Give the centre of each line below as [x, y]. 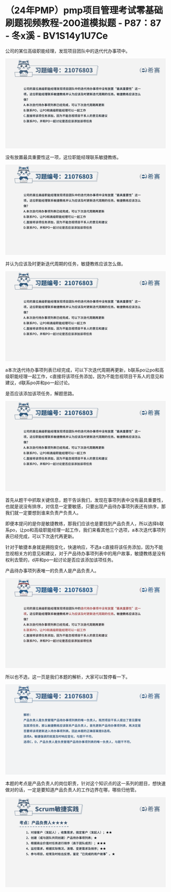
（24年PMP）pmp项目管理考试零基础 [84, 10]
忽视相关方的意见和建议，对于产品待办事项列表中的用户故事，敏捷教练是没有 [85, 553]
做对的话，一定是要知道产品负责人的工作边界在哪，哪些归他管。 [72, 790]
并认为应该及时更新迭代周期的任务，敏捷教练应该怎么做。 [65, 264]
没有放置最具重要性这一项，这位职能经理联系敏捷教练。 [63, 157]
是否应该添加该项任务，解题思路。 [41, 394]
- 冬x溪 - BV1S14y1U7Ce [57, 36]
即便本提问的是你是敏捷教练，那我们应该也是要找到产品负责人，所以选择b [82, 523]
